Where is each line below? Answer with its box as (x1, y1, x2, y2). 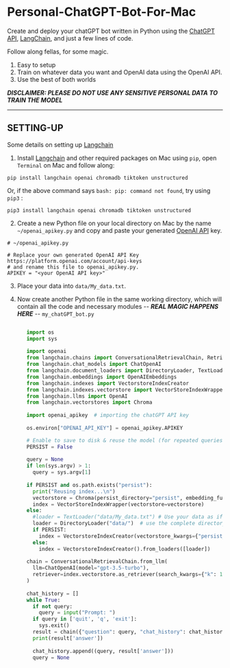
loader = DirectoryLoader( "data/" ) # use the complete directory (32, 520, 226, 527)
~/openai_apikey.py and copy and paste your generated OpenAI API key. (16, 226, 222, 234)
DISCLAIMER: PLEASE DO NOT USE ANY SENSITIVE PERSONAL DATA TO (7, 89, 218, 97)
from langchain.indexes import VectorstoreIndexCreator (26, 380, 190, 387)
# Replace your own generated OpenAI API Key (7, 251, 139, 258)
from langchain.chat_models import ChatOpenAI (26, 361, 162, 368)
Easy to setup (16, 60, 56, 69)
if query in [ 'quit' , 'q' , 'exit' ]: (32, 616, 138, 623)
